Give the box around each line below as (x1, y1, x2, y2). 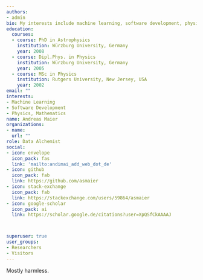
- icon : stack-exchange (6, 184, 66, 190)
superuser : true (6, 233, 47, 239)
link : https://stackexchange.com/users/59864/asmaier (11, 195, 150, 201)
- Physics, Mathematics (6, 110, 66, 116)
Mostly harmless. (6, 267, 50, 274)
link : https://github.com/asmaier (11, 178, 98, 184)
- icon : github (6, 167, 45, 173)
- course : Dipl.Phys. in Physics (11, 54, 96, 60)
